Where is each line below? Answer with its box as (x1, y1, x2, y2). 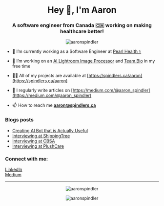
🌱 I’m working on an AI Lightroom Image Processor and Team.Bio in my (12, 58, 155, 64)
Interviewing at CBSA (12, 138, 55, 144)
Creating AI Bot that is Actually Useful (12, 127, 88, 134)
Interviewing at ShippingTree (12, 133, 70, 138)
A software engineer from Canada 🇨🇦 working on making (12, 22, 152, 29)
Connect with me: (5, 155, 48, 162)
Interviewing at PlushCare (12, 143, 64, 149)
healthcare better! (60, 28, 104, 35)
